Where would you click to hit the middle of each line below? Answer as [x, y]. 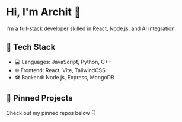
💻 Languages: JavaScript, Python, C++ [63, 62]
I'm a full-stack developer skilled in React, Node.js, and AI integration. [91, 28]
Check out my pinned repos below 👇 [51, 113]
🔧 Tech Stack [31, 47]
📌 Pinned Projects [39, 98]
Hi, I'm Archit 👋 [44, 12]
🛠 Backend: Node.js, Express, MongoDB [64, 77]
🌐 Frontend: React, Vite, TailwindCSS [60, 70]
